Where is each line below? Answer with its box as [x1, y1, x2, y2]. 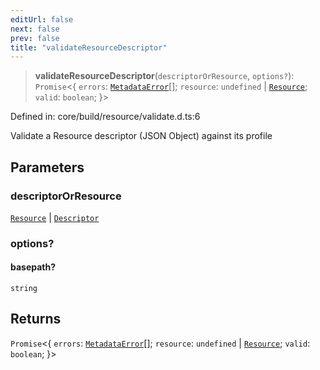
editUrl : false [10, 14, 74, 25]
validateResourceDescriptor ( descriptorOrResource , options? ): [34, 70, 295, 82]
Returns [10, 311, 62, 328]
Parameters [10, 159, 85, 176]
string [10, 284, 38, 294]
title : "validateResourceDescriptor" [10, 42, 168, 53]
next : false [10, 24, 60, 34]
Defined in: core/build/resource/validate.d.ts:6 [10, 111, 201, 123]
